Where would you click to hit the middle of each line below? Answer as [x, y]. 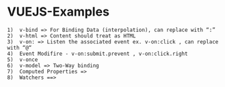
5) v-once [23, 59]
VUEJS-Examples [58, 12]
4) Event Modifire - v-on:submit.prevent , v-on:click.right [97, 54]
